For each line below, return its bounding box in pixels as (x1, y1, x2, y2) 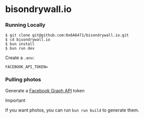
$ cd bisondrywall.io (5, 37, 51, 42)
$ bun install (5, 42, 35, 47)
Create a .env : (5, 55, 35, 61)
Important (5, 97, 26, 103)
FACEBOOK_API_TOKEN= (5, 64, 49, 70)
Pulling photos (5, 76, 42, 83)
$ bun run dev (5, 46, 35, 51)
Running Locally (5, 22, 46, 29)
